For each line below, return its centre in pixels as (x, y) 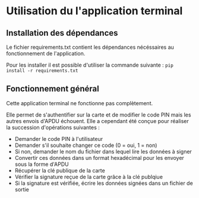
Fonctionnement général (53, 89)
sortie (22, 189)
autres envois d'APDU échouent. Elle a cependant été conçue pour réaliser (97, 121)
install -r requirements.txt (42, 71)
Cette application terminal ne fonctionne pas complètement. (80, 103)
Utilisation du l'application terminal (94, 11)
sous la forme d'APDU (42, 164)
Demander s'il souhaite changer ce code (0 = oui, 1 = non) (86, 145)
